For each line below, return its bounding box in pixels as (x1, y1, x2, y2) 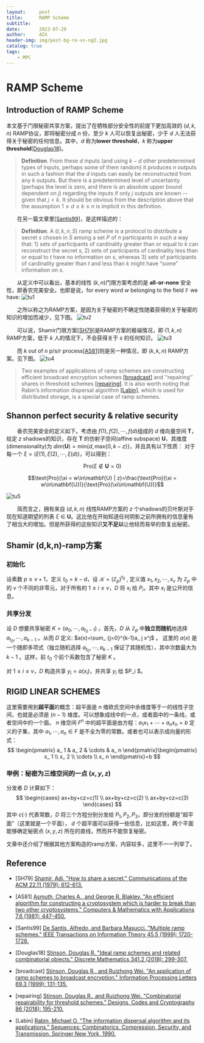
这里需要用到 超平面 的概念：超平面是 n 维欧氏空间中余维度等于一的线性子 (6, 703, 189, 711)
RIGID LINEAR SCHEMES (6, 686, 100, 697)
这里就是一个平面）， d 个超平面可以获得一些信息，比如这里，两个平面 (19, 819, 194, 827)
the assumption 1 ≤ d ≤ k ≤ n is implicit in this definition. (21, 202, 163, 209)
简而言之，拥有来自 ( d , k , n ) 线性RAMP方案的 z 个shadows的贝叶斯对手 (17, 505, 194, 513)
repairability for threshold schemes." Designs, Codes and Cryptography (15, 998, 195, 1006)
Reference (6, 859, 47, 869)
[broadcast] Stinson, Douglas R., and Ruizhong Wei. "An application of (15, 967, 192, 975)
